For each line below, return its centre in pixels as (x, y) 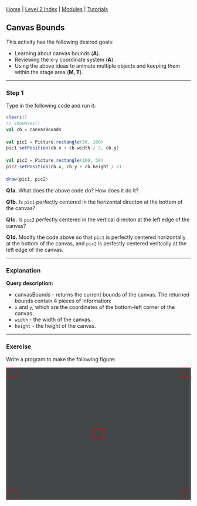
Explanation (23, 270)
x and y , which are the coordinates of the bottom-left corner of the (95, 307)
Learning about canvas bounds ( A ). (57, 53)
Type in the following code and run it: (51, 106)
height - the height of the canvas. (55, 326)
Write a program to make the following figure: (61, 359)
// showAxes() (23, 123)
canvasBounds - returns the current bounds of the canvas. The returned (102, 295)
